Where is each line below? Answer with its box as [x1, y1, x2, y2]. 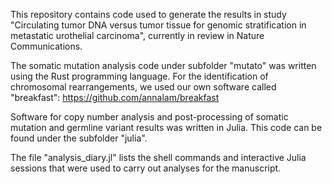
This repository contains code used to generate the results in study [10, 9, 287, 20]
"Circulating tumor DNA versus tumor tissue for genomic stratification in [10, 19, 307, 31]
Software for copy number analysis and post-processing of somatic [10, 111, 289, 123]
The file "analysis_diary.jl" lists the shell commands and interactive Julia [10, 152, 307, 163]
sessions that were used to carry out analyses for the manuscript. [10, 162, 282, 174]
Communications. [10, 40, 83, 52]
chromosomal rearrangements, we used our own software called [10, 81, 277, 93]
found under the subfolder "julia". [10, 132, 148, 144]
